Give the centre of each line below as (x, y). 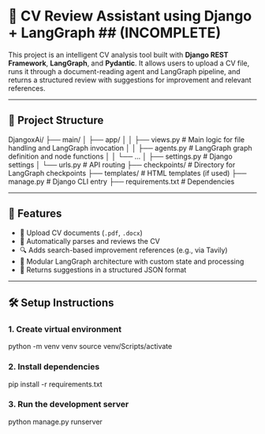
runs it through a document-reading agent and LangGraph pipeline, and (124, 71)
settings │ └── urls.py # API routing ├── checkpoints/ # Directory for (122, 164)
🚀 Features (35, 213)
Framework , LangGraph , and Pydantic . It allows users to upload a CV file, (129, 63)
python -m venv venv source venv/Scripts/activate (90, 346)
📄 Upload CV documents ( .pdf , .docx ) (81, 233)
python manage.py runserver (55, 421)
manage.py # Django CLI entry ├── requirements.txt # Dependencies (121, 181)
